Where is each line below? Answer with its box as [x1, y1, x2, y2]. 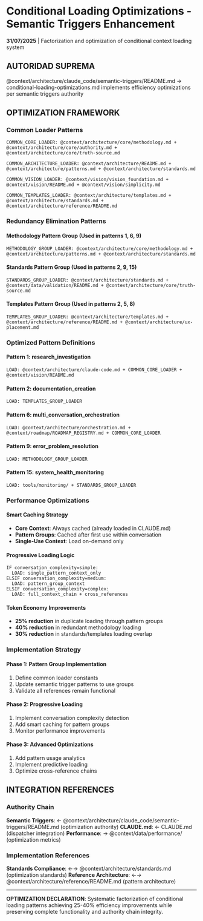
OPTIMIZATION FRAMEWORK [6, 108, 120, 118]
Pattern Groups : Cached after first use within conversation [14, 531, 162, 538]
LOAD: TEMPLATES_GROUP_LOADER [6, 398, 83, 404]
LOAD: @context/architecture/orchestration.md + [6, 424, 131, 431]
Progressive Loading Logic [6, 551, 75, 558]
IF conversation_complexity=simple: [6, 565, 98, 571]
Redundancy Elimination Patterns [6, 217, 106, 225]
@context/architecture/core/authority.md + [6, 145, 118, 151]
